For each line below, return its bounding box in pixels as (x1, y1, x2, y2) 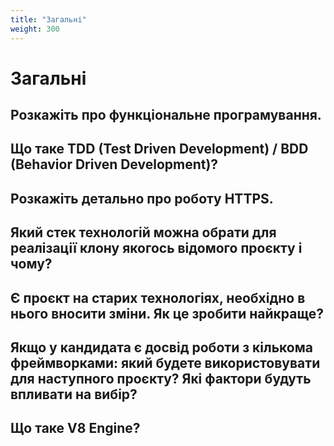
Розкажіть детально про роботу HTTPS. (10, 190, 274, 207)
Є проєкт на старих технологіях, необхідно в (10, 289, 306, 306)
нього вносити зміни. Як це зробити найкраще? (10, 305, 324, 322)
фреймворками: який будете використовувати (10, 355, 321, 372)
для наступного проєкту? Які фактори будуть (10, 371, 312, 388)
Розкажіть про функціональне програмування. (10, 107, 322, 124)
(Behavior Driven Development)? (10, 156, 219, 173)
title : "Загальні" (10, 14, 87, 25)
